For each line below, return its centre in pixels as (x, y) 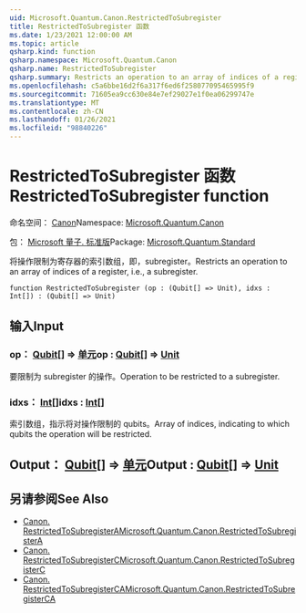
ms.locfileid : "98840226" (58, 129)
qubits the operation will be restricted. (81, 433)
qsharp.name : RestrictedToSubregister (83, 69)
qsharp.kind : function (52, 52)
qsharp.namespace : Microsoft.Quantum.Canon (93, 60)
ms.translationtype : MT (55, 103)
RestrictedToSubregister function (139, 196)
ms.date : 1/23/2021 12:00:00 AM (71, 35)
